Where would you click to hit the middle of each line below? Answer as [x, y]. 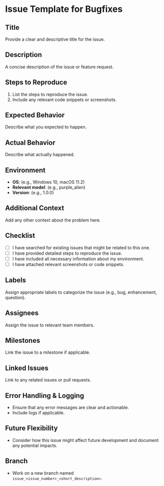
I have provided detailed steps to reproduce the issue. [67, 253]
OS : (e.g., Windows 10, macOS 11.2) [48, 182]
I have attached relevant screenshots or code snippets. [68, 264]
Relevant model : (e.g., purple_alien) [49, 187]
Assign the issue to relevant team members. [50, 325]
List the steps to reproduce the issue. [50, 94]
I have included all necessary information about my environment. [78, 259]
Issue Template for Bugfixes [64, 9]
